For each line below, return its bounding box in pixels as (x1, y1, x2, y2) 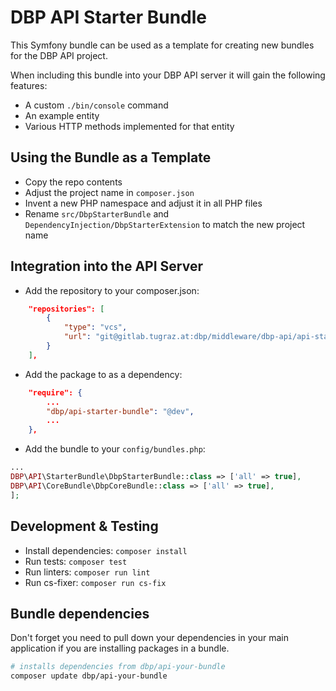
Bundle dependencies (10, 605, 150, 622)
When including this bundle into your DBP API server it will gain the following (10, 69, 326, 81)
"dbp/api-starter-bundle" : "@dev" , (46, 406, 195, 416)
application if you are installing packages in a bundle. (10, 642, 230, 655)
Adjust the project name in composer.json (24, 186, 195, 198)
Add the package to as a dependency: (24, 368, 183, 380)
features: (10, 79, 48, 91)
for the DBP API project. (10, 49, 108, 61)
